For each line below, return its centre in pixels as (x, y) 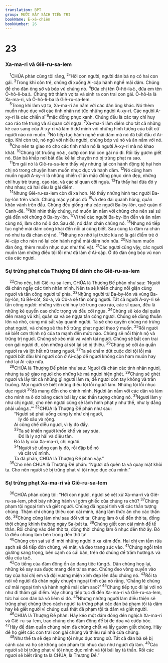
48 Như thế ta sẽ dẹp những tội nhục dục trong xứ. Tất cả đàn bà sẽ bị (81, 638)
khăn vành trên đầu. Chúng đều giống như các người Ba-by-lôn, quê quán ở (83, 205)
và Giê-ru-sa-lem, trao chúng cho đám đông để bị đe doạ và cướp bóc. (78, 620)
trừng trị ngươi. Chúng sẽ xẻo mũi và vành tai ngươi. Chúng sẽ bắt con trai (81, 339)
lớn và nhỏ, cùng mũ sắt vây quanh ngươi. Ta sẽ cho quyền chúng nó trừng (83, 322)
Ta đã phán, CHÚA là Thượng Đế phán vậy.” (59, 458)
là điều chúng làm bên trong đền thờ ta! (46, 535)
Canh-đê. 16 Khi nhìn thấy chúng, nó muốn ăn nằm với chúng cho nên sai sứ (83, 210)
